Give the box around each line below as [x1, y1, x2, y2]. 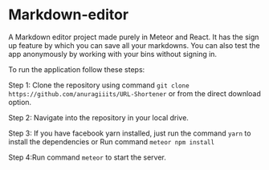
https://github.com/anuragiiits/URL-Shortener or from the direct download [8, 88, 261, 98]
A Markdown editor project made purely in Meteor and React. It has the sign [8, 32, 259, 42]
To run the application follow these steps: [8, 64, 145, 74]
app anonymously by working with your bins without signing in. [8, 49, 218, 59]
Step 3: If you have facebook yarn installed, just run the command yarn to [8, 128, 251, 138]
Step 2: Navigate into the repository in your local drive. [8, 112, 189, 122]
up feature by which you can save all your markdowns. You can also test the [8, 40, 260, 50]
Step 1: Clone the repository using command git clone [8, 80, 190, 90]
